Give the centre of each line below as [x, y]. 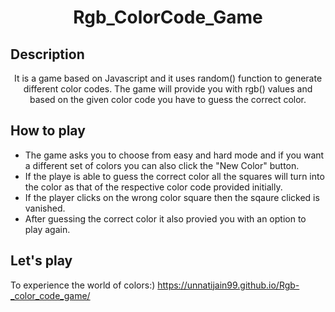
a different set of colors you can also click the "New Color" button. [162, 165]
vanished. [45, 208]
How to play [48, 131]
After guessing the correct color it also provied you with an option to [165, 218]
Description [47, 54]
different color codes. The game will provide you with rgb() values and [168, 89]
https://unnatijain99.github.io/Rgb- [228, 285]
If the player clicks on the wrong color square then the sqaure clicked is [172, 197]
